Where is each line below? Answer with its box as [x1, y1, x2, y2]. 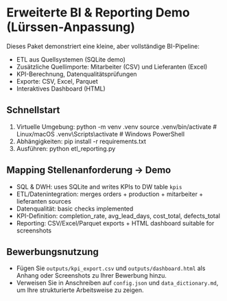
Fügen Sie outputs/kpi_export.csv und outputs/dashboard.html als [16, 264, 206, 272]
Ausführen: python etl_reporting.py [16, 144, 116, 152]
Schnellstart [6, 104, 60, 116]
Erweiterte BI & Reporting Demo [6, 5, 190, 21]
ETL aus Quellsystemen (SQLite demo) [16, 55, 126, 63]
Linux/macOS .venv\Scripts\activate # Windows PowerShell [16, 130, 185, 138]
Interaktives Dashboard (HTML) [16, 84, 106, 93]
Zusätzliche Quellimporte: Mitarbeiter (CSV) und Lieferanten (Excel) [16, 62, 208, 71]
